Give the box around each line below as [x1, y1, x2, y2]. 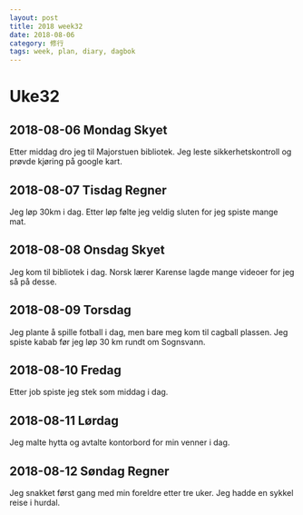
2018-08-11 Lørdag [9, 412, 120, 428]
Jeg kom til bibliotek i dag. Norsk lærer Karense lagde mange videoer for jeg [9, 266, 295, 277]
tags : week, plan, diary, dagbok [9, 47, 136, 56]
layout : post [9, 13, 59, 23]
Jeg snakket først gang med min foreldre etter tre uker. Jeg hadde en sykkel [9, 488, 294, 498]
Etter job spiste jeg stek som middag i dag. [9, 387, 169, 398]
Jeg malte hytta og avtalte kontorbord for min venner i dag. [9, 437, 230, 448]
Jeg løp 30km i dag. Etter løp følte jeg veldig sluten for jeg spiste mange [9, 206, 279, 217]
